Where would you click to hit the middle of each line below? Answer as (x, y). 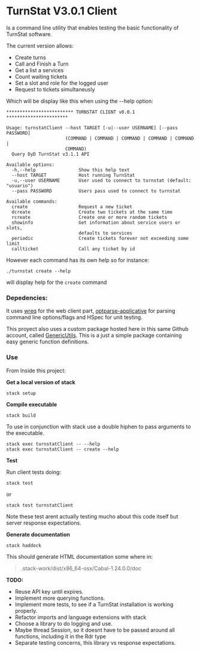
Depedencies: (27, 298)
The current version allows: (40, 46)
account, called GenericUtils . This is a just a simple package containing (94, 336)
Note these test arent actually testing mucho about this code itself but (92, 516)
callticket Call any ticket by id (73, 249)
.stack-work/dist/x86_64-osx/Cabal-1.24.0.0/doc (81, 568)
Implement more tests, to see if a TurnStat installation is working (94, 604)
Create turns (30, 57)
